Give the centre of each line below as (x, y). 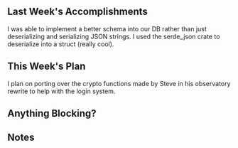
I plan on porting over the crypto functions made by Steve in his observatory (119, 83)
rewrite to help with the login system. (61, 91)
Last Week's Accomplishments (77, 12)
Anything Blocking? (52, 113)
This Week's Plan (47, 67)
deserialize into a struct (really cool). (61, 44)
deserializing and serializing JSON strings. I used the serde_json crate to (114, 36)
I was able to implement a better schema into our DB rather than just (107, 28)
